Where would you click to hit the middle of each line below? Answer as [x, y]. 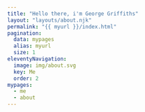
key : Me [25, 72]
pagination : [24, 33]
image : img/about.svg [45, 65]
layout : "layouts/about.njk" [49, 20]
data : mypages [34, 40]
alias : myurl [32, 46]
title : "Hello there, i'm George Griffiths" [73, 14]
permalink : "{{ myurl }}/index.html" [62, 26]
